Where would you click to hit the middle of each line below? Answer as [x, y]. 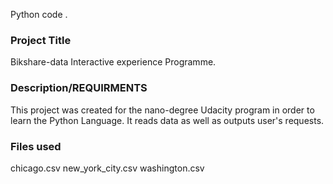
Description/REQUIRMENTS [79, 88]
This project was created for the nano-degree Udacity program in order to [162, 110]
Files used [36, 146]
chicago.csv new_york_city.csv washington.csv [107, 168]
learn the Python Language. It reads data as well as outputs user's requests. [167, 120]
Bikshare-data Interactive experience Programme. [113, 62]
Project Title [41, 40]
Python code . [39, 14]
